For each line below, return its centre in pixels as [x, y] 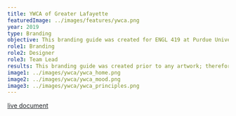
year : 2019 [23, 27]
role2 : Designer [31, 53]
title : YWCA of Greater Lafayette [58, 14]
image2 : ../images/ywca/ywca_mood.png [64, 79]
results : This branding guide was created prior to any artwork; [105, 66]
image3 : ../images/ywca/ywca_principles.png [73, 86]
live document [28, 105]
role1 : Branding [31, 46]
